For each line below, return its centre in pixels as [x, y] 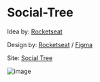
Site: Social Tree [30, 58]
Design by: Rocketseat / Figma [50, 44]
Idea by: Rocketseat [35, 31]
